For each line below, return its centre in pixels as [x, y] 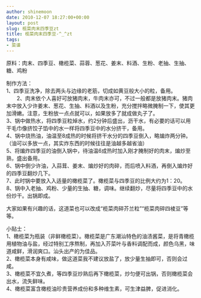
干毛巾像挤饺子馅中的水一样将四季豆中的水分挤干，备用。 [77, 128]
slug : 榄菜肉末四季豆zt [33, 28]
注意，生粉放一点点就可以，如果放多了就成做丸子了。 [92, 113]
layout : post [22, 23]
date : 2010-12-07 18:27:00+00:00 [48, 17]
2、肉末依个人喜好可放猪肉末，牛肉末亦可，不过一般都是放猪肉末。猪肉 [105, 98]
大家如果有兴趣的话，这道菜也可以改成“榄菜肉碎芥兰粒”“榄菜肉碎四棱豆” [95, 208]
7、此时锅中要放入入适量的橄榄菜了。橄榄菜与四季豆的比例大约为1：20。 [96, 180]
